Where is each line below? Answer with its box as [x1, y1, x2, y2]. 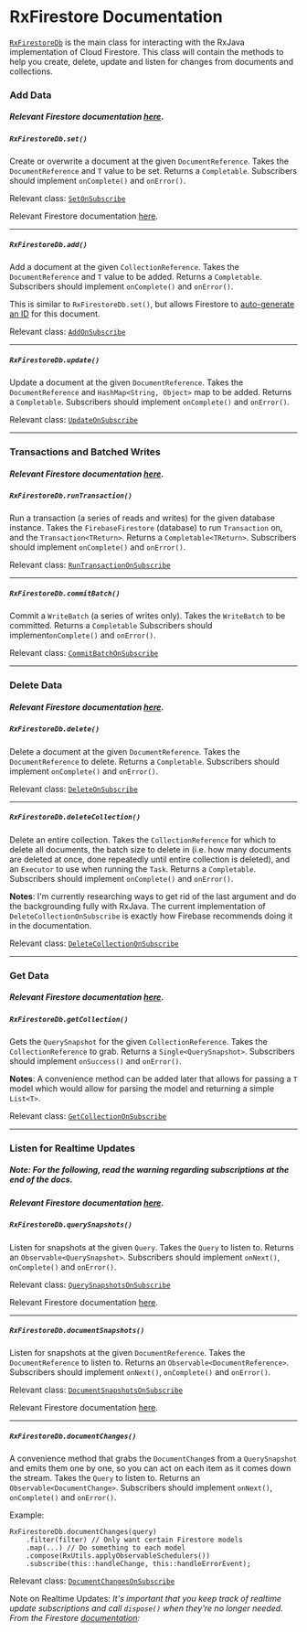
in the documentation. [9, 919, 92, 930]
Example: [9, 1509, 45, 1520]
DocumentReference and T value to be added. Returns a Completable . [9, 272, 262, 283]
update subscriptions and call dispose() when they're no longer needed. [9, 1603, 283, 1614]
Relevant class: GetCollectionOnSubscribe [9, 1110, 167, 1122]
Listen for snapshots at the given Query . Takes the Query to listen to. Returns [9, 1241, 294, 1252]
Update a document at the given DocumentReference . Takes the [9, 377, 244, 388]
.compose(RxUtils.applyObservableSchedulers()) [26, 1551, 210, 1561]
